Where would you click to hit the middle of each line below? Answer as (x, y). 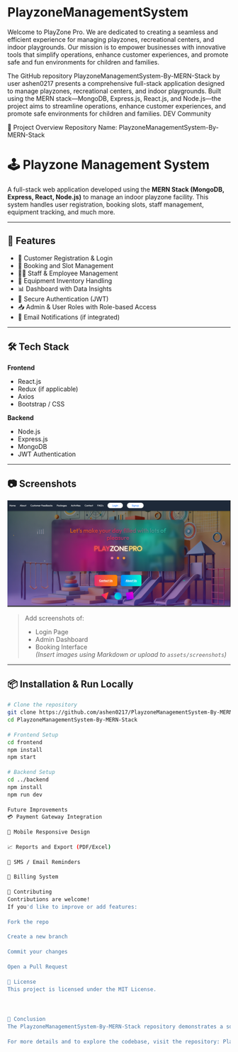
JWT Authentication (47, 454)
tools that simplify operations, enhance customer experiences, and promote (118, 55)
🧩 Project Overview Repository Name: (62, 127)
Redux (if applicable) (48, 389)
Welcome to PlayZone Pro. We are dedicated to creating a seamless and (113, 32)
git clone (22, 713)
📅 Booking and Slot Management (66, 265)
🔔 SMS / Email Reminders (44, 862)
